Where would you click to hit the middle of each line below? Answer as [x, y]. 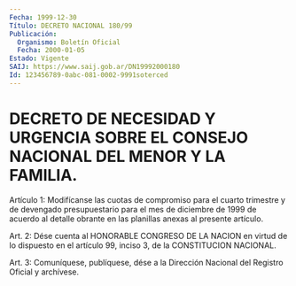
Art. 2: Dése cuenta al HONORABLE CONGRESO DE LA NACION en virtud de [148, 236]
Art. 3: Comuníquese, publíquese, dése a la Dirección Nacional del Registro [146, 262]
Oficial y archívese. [44, 272]
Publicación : [33, 34]
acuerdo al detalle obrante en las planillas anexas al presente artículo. [136, 219]
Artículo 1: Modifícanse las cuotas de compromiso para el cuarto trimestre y [148, 199]
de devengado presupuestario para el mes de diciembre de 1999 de [133, 209]
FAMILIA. [43, 175]
